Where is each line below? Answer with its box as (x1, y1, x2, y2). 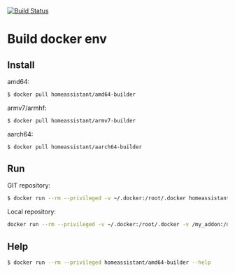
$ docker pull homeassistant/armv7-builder (7, 117, 136, 124)
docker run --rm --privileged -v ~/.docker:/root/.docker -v (7, 221, 190, 228)
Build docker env (7, 31, 107, 47)
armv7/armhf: (7, 104, 47, 112)
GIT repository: (7, 181, 51, 190)
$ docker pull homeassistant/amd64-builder (7, 91, 136, 98)
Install (7, 59, 35, 71)
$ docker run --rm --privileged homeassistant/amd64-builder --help (7, 259, 211, 266)
